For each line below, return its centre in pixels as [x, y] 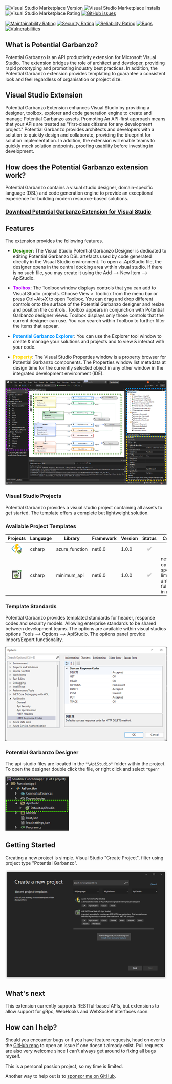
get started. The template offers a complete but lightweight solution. [77, 513]
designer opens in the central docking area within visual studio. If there [88, 267]
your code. [24, 347]
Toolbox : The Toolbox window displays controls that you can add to [84, 288]
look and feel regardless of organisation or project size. [63, 79]
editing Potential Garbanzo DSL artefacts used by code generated [82, 256]
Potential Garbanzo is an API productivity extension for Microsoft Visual [81, 57]
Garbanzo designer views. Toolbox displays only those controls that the [88, 315]
